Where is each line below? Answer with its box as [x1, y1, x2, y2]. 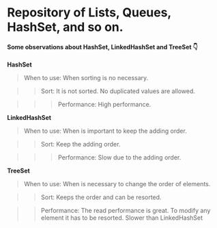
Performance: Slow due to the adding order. [57, 153, 182, 162]
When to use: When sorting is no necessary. [23, 74, 149, 82]
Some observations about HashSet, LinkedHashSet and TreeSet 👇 [7, 42, 198, 51]
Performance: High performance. [57, 101, 151, 109]
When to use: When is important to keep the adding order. [23, 127, 188, 135]
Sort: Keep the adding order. [40, 140, 121, 149]
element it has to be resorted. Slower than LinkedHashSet [40, 214, 203, 222]
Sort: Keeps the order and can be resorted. [40, 193, 162, 201]
